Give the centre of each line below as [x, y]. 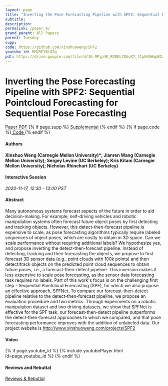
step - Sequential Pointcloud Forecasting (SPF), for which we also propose [82, 285]
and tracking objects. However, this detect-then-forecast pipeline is [75, 227]
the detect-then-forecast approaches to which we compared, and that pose [83, 317]
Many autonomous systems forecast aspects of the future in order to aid [80, 211]
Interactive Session [26, 177]
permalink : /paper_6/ [28, 29]
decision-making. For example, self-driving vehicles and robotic [71, 216]
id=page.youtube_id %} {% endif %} [43, 356]
